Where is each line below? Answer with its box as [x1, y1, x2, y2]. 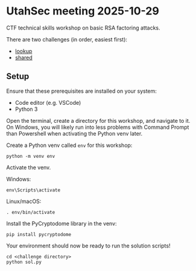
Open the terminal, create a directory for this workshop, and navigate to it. [6, 117, 191, 124]
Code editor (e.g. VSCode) [14, 99, 81, 106]
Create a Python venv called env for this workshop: [6, 142, 133, 149]
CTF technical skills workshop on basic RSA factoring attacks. [6, 24, 161, 31]
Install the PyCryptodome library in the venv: [6, 220, 117, 227]
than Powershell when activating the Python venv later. [6, 129, 143, 137]
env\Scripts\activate [6, 187, 61, 193]
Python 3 [14, 105, 38, 113]
